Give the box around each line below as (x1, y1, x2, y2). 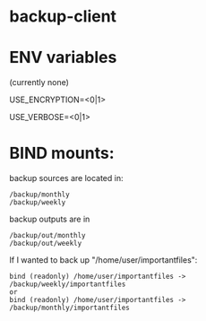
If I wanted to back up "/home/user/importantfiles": (9, 255, 198, 265)
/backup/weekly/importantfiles (9, 280, 126, 289)
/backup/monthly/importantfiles (9, 303, 130, 313)
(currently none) (9, 77, 70, 88)
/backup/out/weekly (9, 239, 82, 248)
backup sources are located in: (9, 173, 124, 184)
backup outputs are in (9, 213, 90, 225)
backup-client (9, 6, 117, 27)
